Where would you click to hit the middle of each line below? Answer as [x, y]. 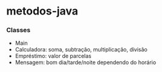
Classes [19, 30]
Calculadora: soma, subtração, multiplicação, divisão [81, 50]
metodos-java [42, 11]
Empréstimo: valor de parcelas [53, 56]
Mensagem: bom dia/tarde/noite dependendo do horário [86, 62]
